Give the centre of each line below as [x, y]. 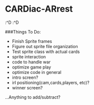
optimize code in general [37, 72]
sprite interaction [29, 56]
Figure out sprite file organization [45, 46]
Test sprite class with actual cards [46, 52]
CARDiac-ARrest [39, 9]
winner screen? [27, 87]
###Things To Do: [23, 32]
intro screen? [25, 77]
